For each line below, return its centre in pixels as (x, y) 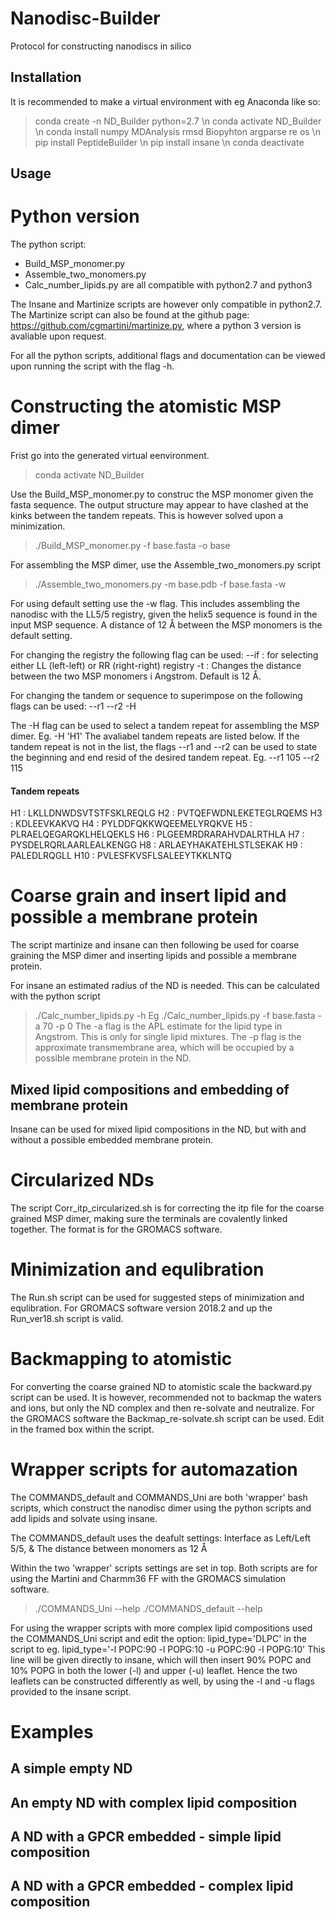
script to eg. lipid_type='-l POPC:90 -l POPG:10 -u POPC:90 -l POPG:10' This (168, 1649)
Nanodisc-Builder (85, 18)
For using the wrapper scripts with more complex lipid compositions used (161, 1628)
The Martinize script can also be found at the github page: (130, 315)
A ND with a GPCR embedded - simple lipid (146, 1837)
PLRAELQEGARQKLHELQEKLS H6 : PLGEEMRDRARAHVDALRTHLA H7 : (157, 834)
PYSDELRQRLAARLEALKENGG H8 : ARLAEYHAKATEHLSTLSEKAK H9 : (156, 845)
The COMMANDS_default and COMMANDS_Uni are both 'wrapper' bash (159, 1497)
